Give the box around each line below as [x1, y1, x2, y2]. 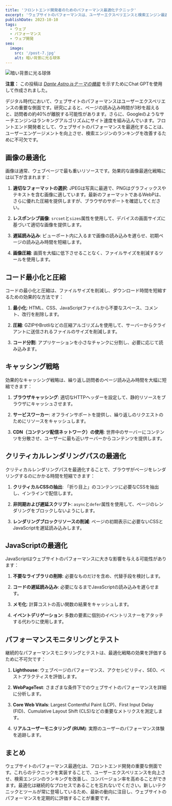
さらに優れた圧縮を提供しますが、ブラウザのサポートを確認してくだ [12, 198, 156, 204]
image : [10, 46, 24, 51]
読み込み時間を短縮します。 [26, 239, 84, 245]
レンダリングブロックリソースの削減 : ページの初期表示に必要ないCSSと [12, 518, 163, 524]
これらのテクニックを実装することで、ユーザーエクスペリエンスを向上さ [13, 770, 165, 776]
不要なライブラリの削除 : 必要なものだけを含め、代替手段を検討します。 [12, 573, 163, 579]
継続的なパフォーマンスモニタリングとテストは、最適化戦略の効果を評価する [5, 650, 167, 656]
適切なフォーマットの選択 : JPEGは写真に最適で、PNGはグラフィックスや [12, 185, 166, 191]
